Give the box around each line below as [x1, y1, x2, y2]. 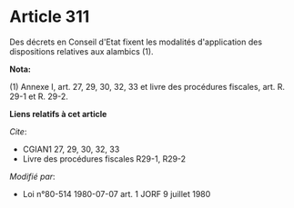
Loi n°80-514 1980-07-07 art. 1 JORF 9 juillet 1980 [22, 188, 211, 199]
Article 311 [9, 6, 90, 27]
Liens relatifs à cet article [9, 108, 107, 119]
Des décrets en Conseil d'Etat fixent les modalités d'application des [9, 36, 262, 47]
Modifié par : [9, 171, 56, 182]
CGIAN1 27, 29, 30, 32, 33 [22, 144, 120, 154]
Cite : [9, 125, 27, 137]
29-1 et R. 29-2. [9, 91, 68, 102]
